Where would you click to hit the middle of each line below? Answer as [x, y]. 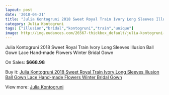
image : [12, 33]
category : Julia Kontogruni [35, 24]
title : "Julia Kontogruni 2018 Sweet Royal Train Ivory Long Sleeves [80, 19]
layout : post [19, 10]
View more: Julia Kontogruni [34, 87]
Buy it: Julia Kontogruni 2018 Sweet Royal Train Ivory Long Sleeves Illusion [82, 72]
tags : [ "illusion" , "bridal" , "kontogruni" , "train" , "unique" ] [70, 28]
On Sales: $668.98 [25, 62]
